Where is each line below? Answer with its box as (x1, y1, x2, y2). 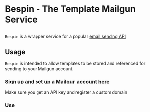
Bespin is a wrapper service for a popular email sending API (5, 33, 126, 39)
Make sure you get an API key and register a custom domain (5, 89, 127, 95)
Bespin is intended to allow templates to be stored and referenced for (5, 60, 146, 67)
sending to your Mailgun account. (5, 66, 74, 72)
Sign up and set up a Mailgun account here (5, 78, 110, 85)
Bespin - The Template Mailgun (5, 3, 136, 15)
